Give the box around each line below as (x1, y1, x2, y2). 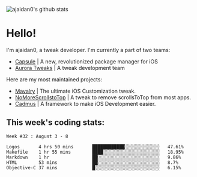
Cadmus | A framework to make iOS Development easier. (14, 100, 156, 107)
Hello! (6, 27, 37, 40)
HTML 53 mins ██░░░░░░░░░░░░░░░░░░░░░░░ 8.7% (6, 159, 179, 166)
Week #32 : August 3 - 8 (6, 133, 68, 139)
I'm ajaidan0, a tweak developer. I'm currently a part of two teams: (6, 46, 171, 53)
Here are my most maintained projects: (6, 75, 103, 83)
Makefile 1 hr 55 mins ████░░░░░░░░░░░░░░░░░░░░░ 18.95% (6, 149, 184, 155)
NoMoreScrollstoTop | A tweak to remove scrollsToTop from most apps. (14, 93, 192, 101)
